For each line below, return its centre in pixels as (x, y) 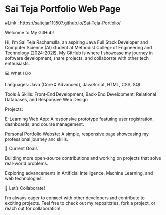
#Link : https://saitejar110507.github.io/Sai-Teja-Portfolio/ (63, 23)
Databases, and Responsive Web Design (47, 99)
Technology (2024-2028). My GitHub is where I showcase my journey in (79, 53)
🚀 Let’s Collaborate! (25, 188)
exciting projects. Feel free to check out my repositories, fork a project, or (80, 203)
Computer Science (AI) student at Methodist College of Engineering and (79, 47)
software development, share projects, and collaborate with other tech (77, 58)
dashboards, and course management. (45, 124)
